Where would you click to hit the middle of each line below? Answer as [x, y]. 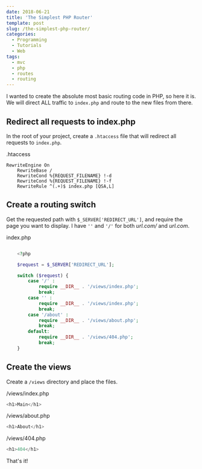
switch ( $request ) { [43, 275]
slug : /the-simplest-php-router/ [48, 29]
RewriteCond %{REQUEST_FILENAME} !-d [65, 175]
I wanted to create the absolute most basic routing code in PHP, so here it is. [101, 96]
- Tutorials [27, 46]
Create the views [39, 367]
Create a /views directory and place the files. [62, 382]
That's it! [17, 461]
